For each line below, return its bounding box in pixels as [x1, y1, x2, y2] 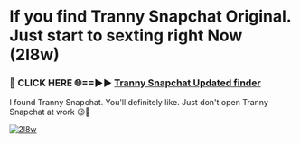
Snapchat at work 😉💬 [9, 106, 91, 118]
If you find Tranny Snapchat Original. [9, 6, 292, 27]
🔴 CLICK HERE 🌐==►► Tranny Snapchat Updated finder [9, 76, 261, 89]
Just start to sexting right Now [9, 25, 243, 46]
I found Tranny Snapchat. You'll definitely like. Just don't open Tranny [9, 97, 269, 108]
